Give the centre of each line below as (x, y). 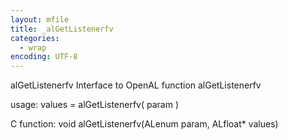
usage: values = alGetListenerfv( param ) (95, 105)
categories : (35, 38)
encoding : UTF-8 (44, 57)
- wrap (33, 47)
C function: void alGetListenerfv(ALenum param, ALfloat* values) (144, 124)
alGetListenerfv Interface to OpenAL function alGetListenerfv (136, 85)
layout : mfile (40, 19)
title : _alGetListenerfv (62, 29)
